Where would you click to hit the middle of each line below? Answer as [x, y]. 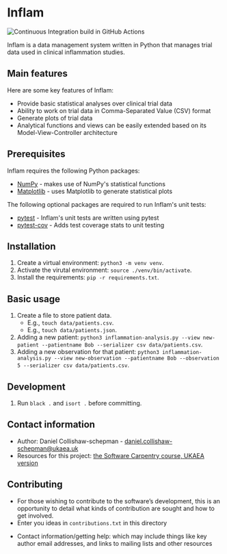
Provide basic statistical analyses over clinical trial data [95, 103]
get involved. [35, 516]
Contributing [35, 484]
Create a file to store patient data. [64, 316]
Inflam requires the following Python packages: [74, 171]
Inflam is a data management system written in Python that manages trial [110, 45]
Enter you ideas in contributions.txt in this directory [92, 522]
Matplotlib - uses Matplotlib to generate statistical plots [95, 191]
